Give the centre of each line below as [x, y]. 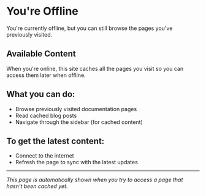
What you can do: [41, 94]
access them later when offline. [46, 75]
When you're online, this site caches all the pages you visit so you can [95, 68]
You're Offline [42, 11]
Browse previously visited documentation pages [76, 109]
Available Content [41, 54]
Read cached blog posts [46, 115]
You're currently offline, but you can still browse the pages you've [90, 28]
